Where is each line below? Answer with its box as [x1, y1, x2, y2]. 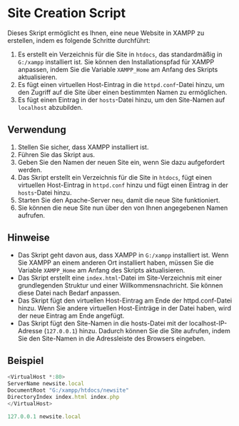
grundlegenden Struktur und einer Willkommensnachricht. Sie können [17, 280, 223, 290]
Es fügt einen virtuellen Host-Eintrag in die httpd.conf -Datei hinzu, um [17, 80, 225, 88]
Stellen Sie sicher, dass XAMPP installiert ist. [17, 143, 149, 151]
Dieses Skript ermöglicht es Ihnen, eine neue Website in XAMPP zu [7, 29, 205, 37]
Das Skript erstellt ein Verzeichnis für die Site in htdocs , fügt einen [17, 173, 213, 181]
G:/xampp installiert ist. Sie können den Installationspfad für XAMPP [17, 57, 215, 66]
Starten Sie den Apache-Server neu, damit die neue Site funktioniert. [17, 196, 220, 204]
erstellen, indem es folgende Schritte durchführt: [7, 36, 151, 44]
